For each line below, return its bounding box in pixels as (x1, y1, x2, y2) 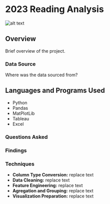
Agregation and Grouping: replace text (12, 188, 93, 193)
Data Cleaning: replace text (12, 177, 70, 183)
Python (12, 99, 27, 106)
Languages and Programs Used (5, 86, 105, 95)
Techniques (5, 160, 35, 167)
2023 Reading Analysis (5, 4, 104, 15)
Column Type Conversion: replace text (12, 172, 94, 177)
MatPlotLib (12, 110, 35, 116)
